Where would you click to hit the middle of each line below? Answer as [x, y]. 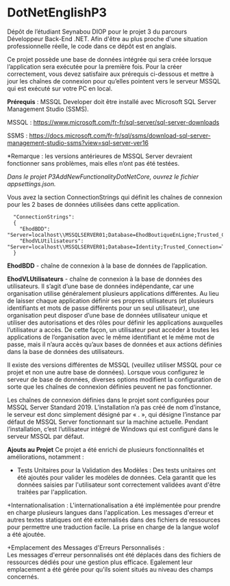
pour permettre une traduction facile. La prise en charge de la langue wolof [113, 527]
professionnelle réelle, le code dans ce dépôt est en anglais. [92, 46]
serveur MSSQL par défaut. [46, 436]
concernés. [23, 576]
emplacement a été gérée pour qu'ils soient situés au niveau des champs [110, 569]
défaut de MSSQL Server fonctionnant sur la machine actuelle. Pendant [108, 422]
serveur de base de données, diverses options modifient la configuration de [114, 379]
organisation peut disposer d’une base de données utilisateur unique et [107, 315]
